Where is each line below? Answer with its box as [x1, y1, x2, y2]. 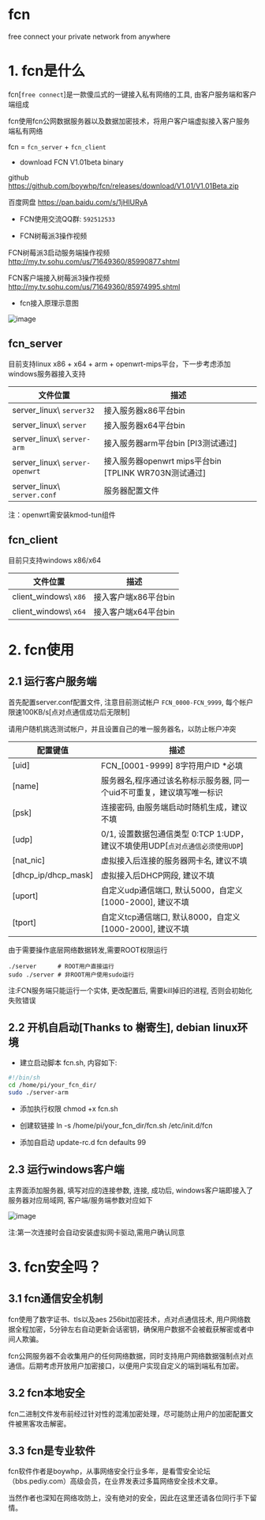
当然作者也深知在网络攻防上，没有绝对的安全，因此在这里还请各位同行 [8, 1493, 237, 1503]
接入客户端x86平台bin [93, 591, 175, 602]
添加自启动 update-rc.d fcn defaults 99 [19, 1137, 147, 1147]
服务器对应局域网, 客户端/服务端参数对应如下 [8, 1195, 154, 1204]
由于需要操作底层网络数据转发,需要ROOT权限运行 [8, 945, 168, 954]
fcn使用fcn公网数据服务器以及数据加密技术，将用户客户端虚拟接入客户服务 [8, 116, 251, 126]
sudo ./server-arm [8, 1089, 69, 1097]
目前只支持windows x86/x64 [8, 555, 102, 565]
